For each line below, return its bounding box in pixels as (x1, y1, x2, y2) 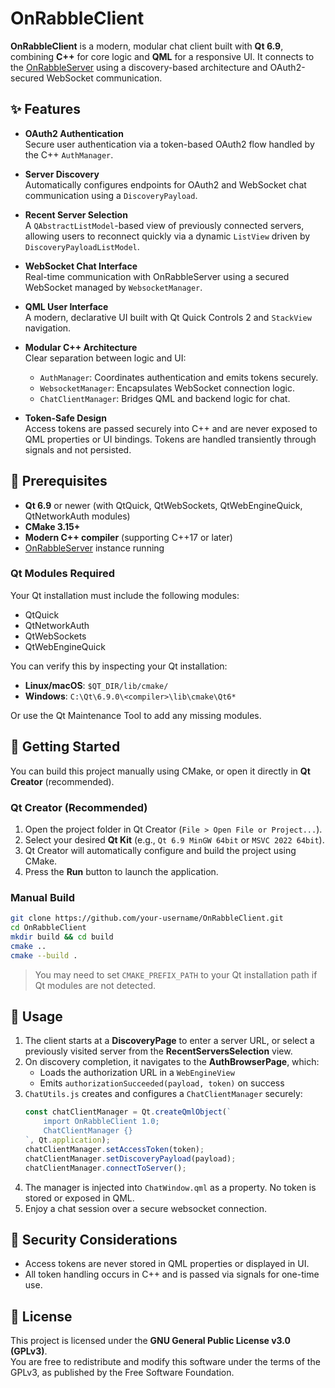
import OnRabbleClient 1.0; (43, 1117, 160, 1127)
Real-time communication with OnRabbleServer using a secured (24, 270, 290, 282)
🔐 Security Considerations (10, 1231, 178, 1248)
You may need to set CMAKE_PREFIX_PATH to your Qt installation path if (34, 968, 318, 981)
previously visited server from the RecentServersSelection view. (24, 1045, 293, 1057)
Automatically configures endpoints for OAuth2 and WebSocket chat (24, 178, 307, 191)
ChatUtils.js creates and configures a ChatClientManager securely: (24, 1088, 303, 1100)
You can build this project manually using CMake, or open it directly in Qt (10, 765, 311, 777)
